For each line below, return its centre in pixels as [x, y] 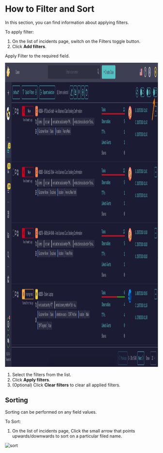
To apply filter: [19, 32]
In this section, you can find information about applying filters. [67, 22]
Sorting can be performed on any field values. [51, 412]
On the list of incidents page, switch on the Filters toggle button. [76, 41]
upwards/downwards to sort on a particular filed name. [67, 436]
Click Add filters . [29, 46]
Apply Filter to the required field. [37, 56]
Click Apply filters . [31, 380]
